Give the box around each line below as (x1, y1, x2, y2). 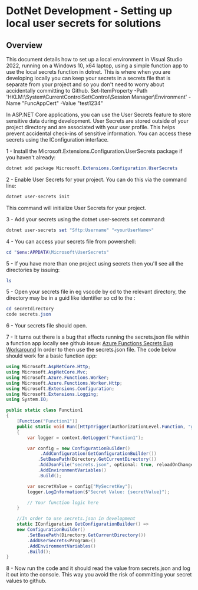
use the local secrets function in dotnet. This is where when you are (6, 68, 171, 75)
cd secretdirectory (6, 306, 54, 312)
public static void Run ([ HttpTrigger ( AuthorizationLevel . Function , (16, 424, 186, 430)
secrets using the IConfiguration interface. (6, 136, 109, 143)
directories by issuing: (6, 266, 60, 273)
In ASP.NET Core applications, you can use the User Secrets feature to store (6, 111, 192, 118)
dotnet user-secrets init (6, 194, 70, 199)
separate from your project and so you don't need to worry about (6, 81, 164, 88)
